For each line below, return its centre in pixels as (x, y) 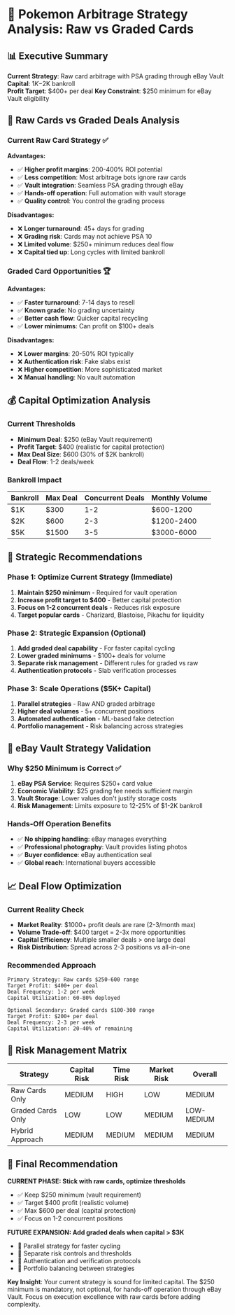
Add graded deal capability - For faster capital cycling (96, 648)
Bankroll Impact (35, 480)
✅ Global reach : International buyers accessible (86, 863)
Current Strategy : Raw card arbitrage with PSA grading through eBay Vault (115, 76)
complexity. (24, 1304)
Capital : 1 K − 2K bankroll (41, 84)
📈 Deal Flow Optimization (65, 886)
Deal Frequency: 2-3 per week (51, 1023)
